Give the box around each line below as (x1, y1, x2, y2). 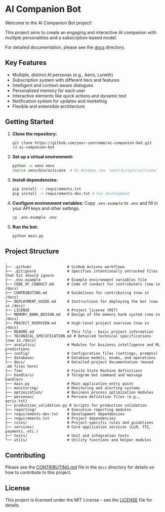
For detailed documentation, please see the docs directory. (5, 44, 125, 50)
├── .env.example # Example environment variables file (5, 278, 147, 282)
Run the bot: (12, 224, 39, 230)
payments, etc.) (5, 429, 39, 434)
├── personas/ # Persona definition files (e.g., (5, 394, 140, 399)
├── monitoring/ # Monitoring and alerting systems (5, 386, 140, 391)
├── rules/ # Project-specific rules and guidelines (5, 420, 154, 425)
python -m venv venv (12, 163, 55, 169)
